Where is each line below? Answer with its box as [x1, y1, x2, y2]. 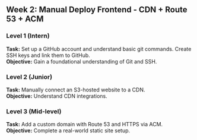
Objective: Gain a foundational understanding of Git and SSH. [6, 58, 157, 65]
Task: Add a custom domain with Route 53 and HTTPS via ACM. [6, 121, 163, 128]
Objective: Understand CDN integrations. [6, 92, 108, 100]
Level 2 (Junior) [6, 72, 52, 81]
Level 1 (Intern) [6, 32, 50, 40]
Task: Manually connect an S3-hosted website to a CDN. [6, 86, 145, 93]
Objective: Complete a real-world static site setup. [6, 127, 131, 134]
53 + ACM [6, 14, 44, 24]
